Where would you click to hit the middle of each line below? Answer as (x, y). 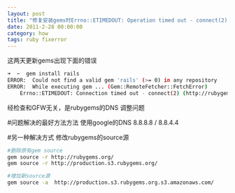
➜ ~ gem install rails (43, 74)
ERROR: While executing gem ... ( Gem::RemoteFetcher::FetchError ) (108, 87)
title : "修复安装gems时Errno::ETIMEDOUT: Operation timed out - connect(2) (117, 20)
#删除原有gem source (35, 150)
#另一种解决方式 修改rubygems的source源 (68, 137)
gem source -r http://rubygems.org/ (60, 157)
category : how (28, 33)
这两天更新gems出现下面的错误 (52, 61)
